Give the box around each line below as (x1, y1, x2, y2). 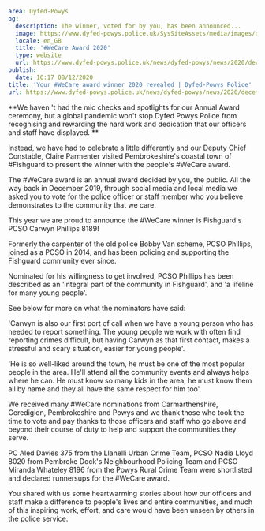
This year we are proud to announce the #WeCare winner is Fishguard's (8, 215, 242, 225)
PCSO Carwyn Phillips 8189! (8, 223, 100, 233)
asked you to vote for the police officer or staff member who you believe (8, 192, 244, 201)
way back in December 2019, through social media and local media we (8, 183, 237, 193)
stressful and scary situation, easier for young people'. (8, 343, 185, 353)
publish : (8, 66, 37, 74)
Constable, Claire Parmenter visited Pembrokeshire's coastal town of (8, 151, 232, 161)
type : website (15, 51, 62, 59)
